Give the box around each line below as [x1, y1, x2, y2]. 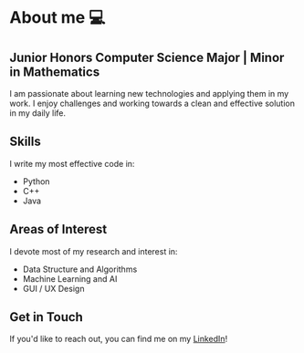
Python [22, 175, 50, 187]
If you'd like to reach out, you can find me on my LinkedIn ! [9, 334, 228, 345]
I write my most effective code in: [9, 158, 135, 169]
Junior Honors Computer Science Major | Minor [9, 49, 285, 65]
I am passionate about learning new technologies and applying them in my [9, 88, 289, 99]
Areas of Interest [9, 222, 108, 237]
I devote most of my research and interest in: [9, 245, 178, 256]
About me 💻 [9, 7, 106, 28]
